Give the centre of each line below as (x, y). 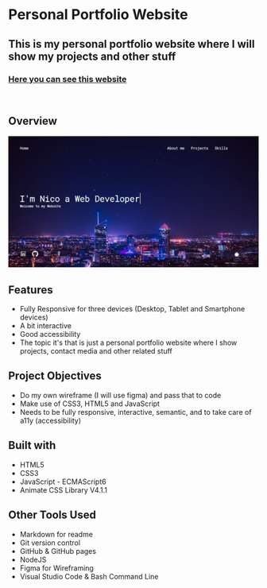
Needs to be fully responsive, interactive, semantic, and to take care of (135, 412)
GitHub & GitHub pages (58, 551)
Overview (33, 121)
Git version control (50, 543)
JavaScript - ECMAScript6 (63, 482)
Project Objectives (55, 376)
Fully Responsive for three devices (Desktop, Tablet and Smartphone (132, 309)
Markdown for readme (56, 534)
